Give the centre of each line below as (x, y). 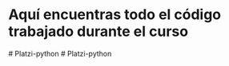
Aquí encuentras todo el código (115, 15)
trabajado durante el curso (98, 31)
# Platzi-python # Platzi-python (60, 53)
